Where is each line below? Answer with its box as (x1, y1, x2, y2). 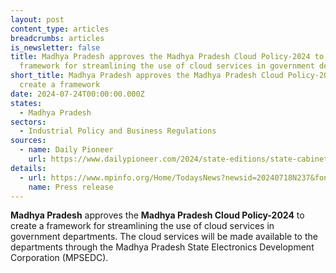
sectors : (10, 117, 47, 127)
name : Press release (28, 182, 114, 192)
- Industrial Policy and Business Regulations (19, 126, 217, 136)
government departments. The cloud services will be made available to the (10, 231, 318, 243)
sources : (10, 136, 47, 146)
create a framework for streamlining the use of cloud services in (10, 220, 275, 232)
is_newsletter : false (10, 42, 101, 53)
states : (10, 98, 43, 108)
